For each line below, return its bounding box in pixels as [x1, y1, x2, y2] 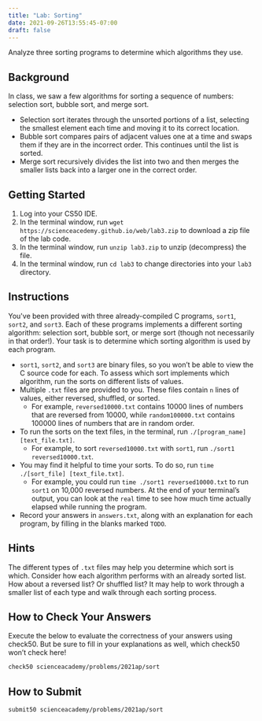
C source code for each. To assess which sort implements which [19, 368, 230, 378]
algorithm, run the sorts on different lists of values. [19, 376, 184, 386]
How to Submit [8, 685, 83, 698]
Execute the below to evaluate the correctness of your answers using [8, 631, 233, 641]
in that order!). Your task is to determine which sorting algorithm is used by [8, 336, 251, 346]
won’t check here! [8, 648, 67, 657]
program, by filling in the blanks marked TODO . [19, 519, 167, 528]
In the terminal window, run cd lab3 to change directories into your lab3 [19, 259, 252, 268]
